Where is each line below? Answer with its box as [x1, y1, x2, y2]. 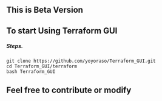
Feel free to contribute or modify [6, 85, 132, 96]
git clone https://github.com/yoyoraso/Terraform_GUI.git [6, 58, 156, 64]
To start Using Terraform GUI [6, 26, 118, 36]
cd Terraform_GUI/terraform [6, 63, 78, 69]
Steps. [6, 43, 23, 50]
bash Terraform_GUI [6, 68, 56, 75]
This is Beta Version [6, 5, 84, 15]
